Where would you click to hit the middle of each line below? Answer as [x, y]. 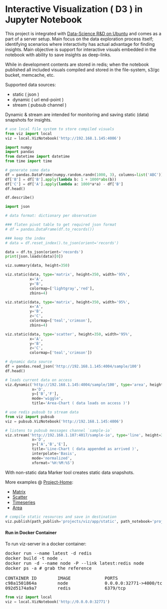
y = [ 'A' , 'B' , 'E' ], [50, 445]
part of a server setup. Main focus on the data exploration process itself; [79, 39]
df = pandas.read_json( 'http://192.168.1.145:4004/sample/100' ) [73, 367]
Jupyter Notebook [43, 20]
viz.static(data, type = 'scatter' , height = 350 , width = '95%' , [69, 334]
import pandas [20, 152]
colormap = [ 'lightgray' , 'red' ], [62, 288]
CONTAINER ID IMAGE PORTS [62, 578]
